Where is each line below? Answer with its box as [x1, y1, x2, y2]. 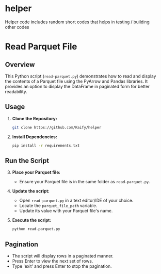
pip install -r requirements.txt [12, 143, 80, 148]
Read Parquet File [5, 41, 78, 52]
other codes [5, 24, 30, 30]
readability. [5, 88, 28, 95]
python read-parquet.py [12, 226, 61, 232]
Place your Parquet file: [12, 169, 61, 175]
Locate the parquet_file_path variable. [19, 203, 97, 209]
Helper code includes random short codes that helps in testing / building [5, 19, 150, 25]
